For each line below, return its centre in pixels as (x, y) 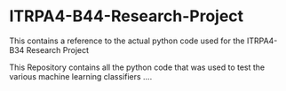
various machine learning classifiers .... (81, 76)
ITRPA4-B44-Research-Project (127, 16)
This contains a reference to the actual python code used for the (127, 41)
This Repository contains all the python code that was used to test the (137, 67)
